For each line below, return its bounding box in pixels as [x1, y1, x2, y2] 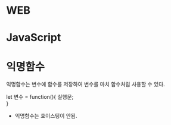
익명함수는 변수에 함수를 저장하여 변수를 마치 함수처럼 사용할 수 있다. [6, 81, 165, 88]
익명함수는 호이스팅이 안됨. [14, 112, 77, 120]
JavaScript [6, 31, 61, 45]
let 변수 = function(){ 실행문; [6, 93, 74, 101]
